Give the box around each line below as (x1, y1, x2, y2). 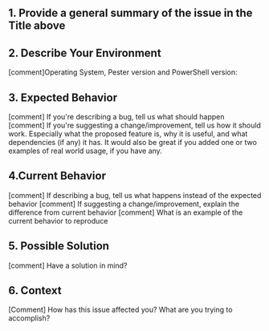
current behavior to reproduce (8, 216, 108, 225)
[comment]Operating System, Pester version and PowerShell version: (8, 67, 238, 77)
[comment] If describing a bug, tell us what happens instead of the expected (8, 190, 262, 200)
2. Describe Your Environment (8, 46, 162, 59)
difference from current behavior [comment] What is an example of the (8, 208, 243, 217)
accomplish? (8, 313, 51, 323)
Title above (8, 19, 66, 33)
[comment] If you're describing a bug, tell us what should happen (8, 112, 225, 122)
